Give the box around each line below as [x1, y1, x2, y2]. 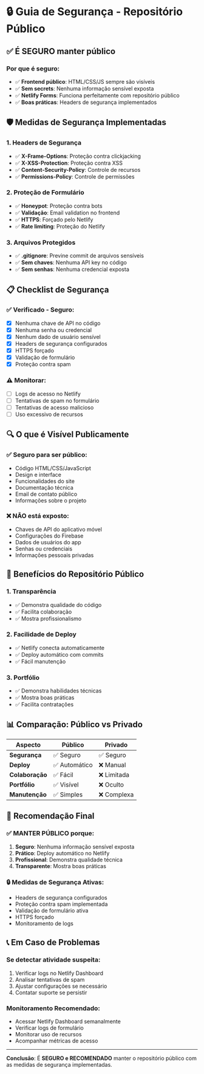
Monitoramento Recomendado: [6, 1004, 100, 1012]
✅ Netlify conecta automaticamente [15, 644, 105, 651]
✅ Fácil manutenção [15, 657, 66, 665]
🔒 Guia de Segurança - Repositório [6, 5, 183, 19]
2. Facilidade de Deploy [6, 630, 77, 638]
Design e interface [15, 471, 62, 478]
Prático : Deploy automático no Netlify [15, 849, 110, 857]
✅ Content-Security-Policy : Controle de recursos [15, 166, 141, 173]
